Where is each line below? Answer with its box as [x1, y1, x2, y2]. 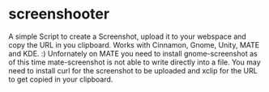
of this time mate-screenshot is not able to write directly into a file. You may [8, 57, 261, 67]
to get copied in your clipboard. [8, 74, 113, 84]
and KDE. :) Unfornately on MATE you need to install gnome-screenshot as [8, 48, 258, 58]
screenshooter [8, 5, 110, 23]
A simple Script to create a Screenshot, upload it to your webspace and [8, 31, 247, 41]
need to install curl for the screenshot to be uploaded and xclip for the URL [8, 65, 258, 75]
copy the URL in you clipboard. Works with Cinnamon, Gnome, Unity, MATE [8, 40, 260, 49]
